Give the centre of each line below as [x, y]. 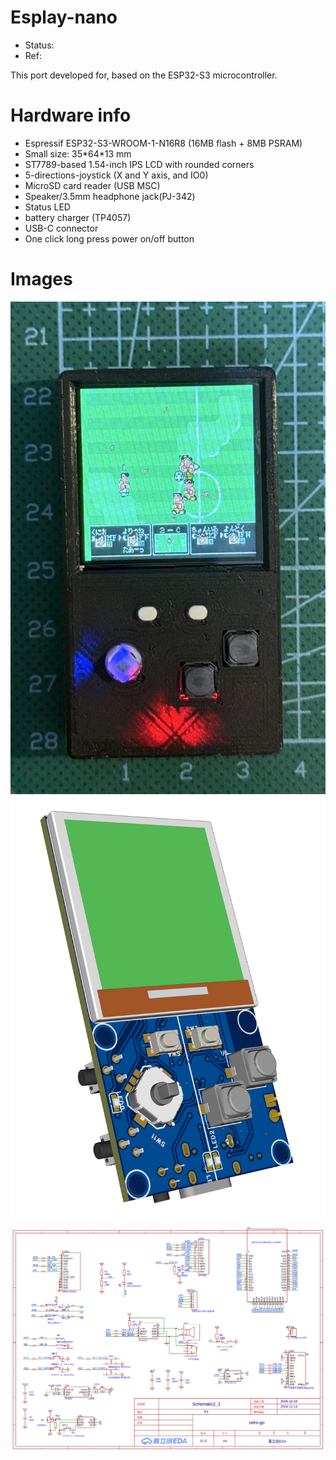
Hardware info [71, 115]
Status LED [47, 207]
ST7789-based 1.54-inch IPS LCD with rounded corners [139, 164]
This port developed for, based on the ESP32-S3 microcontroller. [144, 75]
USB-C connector [61, 228]
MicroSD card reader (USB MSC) [92, 185]
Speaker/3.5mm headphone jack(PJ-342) [110, 196]
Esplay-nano [64, 17]
